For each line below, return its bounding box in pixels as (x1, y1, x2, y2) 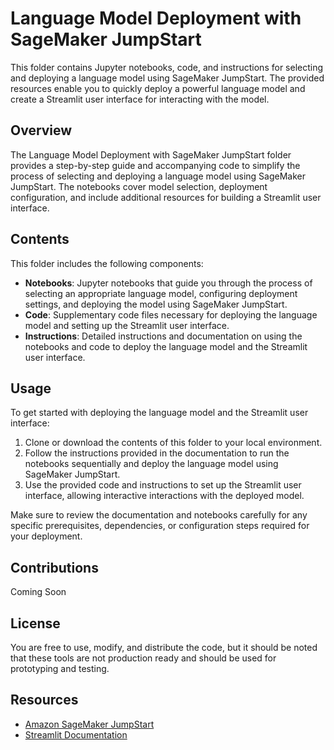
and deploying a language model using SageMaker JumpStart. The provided (10, 72, 325, 84)
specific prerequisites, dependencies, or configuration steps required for (10, 520, 310, 532)
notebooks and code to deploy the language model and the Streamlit (24, 340, 308, 352)
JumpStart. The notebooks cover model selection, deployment (10, 180, 268, 192)
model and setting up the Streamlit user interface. (24, 319, 230, 331)
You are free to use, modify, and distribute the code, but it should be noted (10, 642, 318, 653)
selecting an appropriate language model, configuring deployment (24, 287, 298, 299)
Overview (10, 122, 73, 139)
